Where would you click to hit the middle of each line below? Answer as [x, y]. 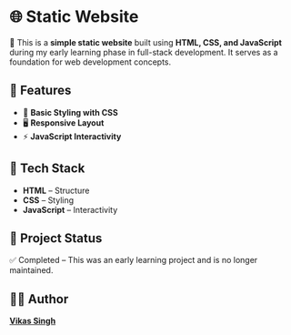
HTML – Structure [56, 190]
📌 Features [40, 91]
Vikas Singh [33, 321]
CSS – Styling [48, 200]
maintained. [31, 270]
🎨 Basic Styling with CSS [70, 112]
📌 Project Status [56, 238]
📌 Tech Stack [47, 169]
